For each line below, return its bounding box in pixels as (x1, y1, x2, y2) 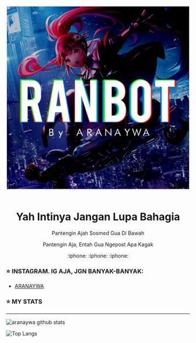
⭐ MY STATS (6, 297, 43, 306)
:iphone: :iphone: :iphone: (67, 252, 129, 259)
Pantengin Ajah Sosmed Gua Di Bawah (51, 229, 145, 237)
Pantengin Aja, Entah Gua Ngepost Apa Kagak (43, 241, 153, 248)
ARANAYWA (14, 283, 44, 290)
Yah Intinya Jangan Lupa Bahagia (16, 210, 180, 224)
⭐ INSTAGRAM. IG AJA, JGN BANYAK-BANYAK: (6, 267, 144, 275)
